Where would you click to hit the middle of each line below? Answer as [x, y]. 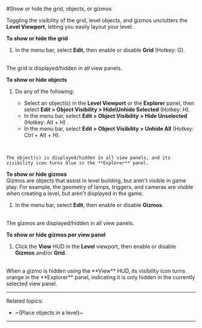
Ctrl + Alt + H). [42, 135]
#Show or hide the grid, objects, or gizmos [59, 9]
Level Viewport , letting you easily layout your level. [70, 27]
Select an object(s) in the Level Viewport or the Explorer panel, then [109, 103]
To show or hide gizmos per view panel [56, 235]
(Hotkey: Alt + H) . [46, 122]
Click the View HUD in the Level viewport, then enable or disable [95, 246]
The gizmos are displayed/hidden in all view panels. [70, 223]
